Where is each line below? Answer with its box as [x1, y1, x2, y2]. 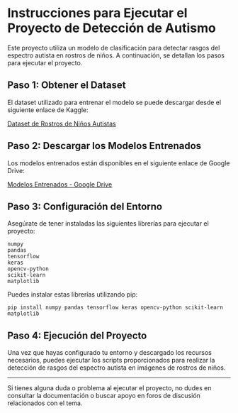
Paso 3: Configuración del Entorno [7, 200, 163, 212]
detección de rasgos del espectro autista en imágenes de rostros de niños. [7, 363, 226, 372]
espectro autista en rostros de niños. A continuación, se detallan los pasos [7, 51, 225, 60]
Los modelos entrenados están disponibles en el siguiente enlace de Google [7, 158, 230, 167]
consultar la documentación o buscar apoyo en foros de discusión [7, 392, 200, 400]
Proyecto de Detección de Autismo [7, 20, 216, 36]
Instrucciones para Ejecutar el [7, 5, 188, 21]
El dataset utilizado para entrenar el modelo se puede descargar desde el [7, 98, 222, 106]
